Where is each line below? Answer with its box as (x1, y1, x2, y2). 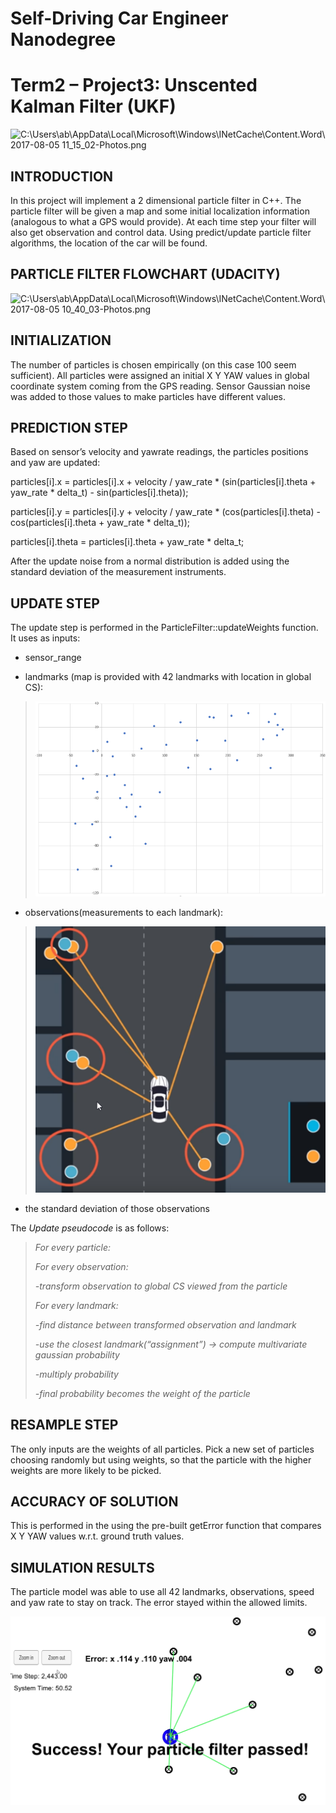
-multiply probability (34, 1368, 119, 1380)
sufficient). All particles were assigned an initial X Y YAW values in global (10, 369, 310, 381)
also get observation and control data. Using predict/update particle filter (10, 226, 312, 238)
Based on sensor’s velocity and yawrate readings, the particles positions (10, 446, 309, 458)
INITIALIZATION (10, 332, 112, 349)
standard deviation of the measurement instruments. (10, 566, 227, 578)
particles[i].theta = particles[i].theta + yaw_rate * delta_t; (10, 536, 245, 548)
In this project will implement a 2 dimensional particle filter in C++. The (10, 194, 302, 206)
